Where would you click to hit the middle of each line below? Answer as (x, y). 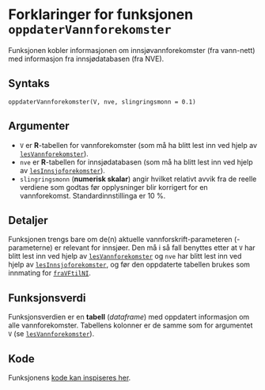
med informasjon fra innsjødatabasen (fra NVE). (86, 59)
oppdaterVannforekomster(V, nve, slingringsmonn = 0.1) (102, 102)
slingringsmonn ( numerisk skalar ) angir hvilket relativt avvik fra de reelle (138, 179)
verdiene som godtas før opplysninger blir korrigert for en (114, 187)
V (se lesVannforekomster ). (51, 334)
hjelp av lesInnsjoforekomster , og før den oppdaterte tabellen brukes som (129, 265)
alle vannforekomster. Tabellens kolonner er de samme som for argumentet (131, 325)
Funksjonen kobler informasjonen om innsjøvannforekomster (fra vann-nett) (132, 50)
